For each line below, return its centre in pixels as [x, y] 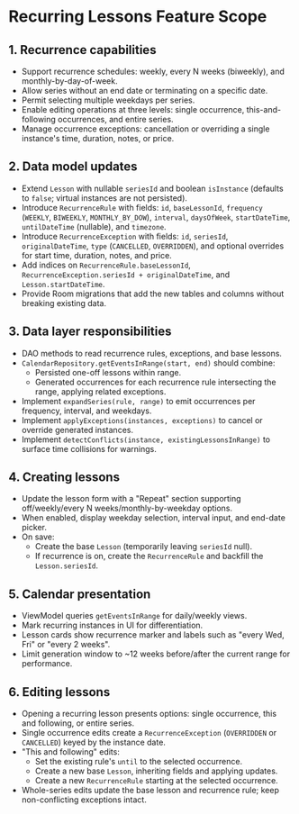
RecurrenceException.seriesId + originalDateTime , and [126, 274]
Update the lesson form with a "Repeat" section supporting [131, 499]
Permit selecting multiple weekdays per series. [108, 100]
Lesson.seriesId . [67, 565]
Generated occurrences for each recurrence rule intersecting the [155, 382]
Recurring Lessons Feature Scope [138, 17]
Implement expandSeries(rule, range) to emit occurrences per [138, 401]
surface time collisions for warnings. [89, 448]
